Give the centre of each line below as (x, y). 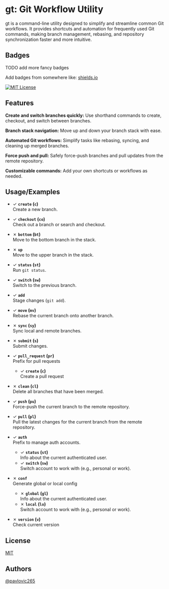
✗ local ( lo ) (33, 504)
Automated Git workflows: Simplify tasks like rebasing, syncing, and (77, 140)
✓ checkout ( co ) (29, 219)
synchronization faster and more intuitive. (49, 39)
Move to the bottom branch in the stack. (54, 240)
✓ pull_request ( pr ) (33, 356)
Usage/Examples (33, 192)
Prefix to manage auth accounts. (47, 443)
